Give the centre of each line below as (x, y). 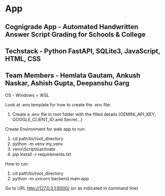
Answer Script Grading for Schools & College (75, 34)
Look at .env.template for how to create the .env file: (58, 104)
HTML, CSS (23, 59)
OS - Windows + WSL (27, 95)
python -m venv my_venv (37, 144)
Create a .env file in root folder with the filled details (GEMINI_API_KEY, (84, 114)
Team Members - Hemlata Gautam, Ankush (73, 76)
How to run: (17, 163)
